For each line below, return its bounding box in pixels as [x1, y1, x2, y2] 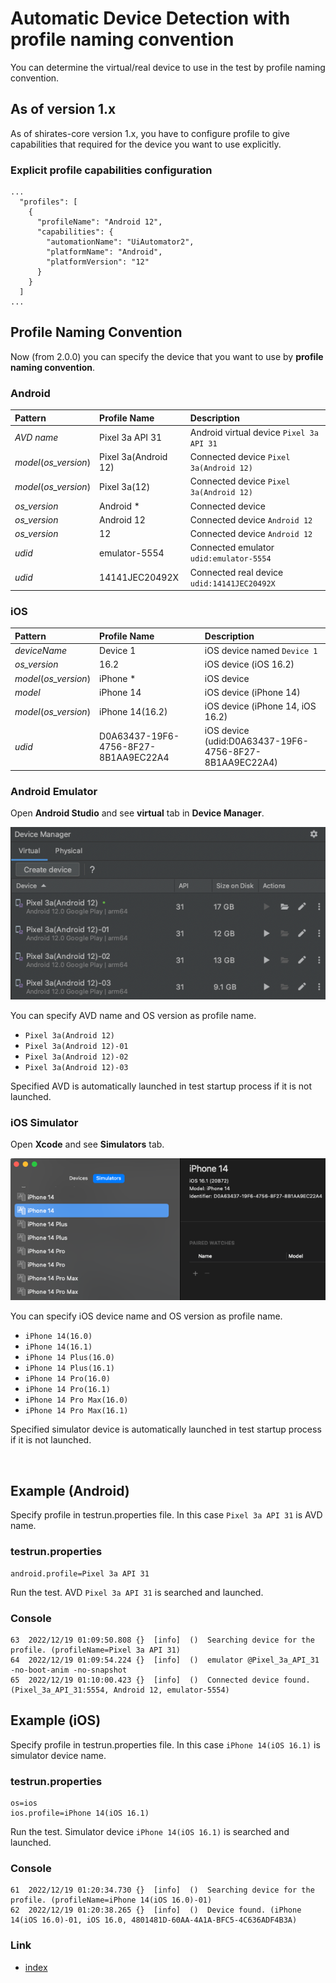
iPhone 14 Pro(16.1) [24, 1385, 111, 1395]
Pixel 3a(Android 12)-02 [24, 1052, 129, 1062]
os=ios [10, 1798, 38, 1808]
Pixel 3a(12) [99, 480, 151, 492]
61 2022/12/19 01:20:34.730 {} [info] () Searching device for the [10, 1885, 315, 1896]
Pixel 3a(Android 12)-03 [24, 1062, 129, 1072]
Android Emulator [10, 784, 98, 798]
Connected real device [189, 566, 284, 578]
